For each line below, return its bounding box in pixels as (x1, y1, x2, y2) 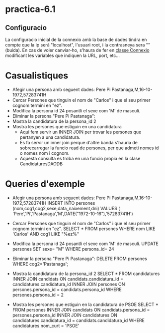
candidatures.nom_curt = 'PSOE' (12, 323, 80, 329)
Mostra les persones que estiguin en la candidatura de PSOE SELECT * (12, 301, 159, 308)
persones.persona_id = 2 (12, 292, 64, 298)
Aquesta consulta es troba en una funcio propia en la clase (19, 155, 141, 161)
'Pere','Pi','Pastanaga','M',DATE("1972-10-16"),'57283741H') (12, 211, 133, 217)
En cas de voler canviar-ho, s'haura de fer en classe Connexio (22, 47, 150, 53)
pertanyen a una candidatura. (19, 134, 81, 140)
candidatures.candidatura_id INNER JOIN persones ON (12, 281, 125, 287)
